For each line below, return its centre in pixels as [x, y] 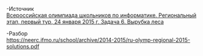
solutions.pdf [23, 46]
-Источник [20, 9]
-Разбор [17, 33]
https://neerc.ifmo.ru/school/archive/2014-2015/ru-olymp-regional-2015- [98, 40]
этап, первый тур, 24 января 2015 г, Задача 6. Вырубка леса [85, 22]
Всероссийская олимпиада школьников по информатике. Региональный [102, 15]
